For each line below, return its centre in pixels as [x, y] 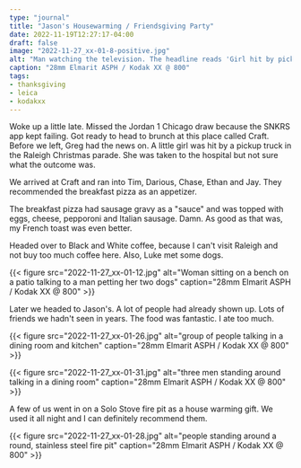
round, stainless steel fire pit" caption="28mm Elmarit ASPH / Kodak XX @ [146, 446]
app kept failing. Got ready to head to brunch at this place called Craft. [139, 137]
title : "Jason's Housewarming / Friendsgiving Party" [112, 26]
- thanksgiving [38, 84]
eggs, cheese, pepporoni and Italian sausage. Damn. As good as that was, [146, 219]
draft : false [34, 43]
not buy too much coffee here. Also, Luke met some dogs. [116, 255]
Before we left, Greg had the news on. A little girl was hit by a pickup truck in [150, 146]
